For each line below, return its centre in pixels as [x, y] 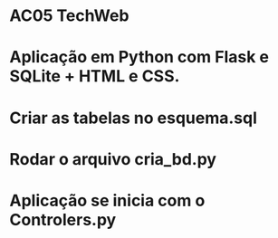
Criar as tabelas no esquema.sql [134, 118]
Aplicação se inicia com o [107, 200]
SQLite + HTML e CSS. [95, 76]
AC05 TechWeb [69, 16]
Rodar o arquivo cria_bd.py [113, 159]
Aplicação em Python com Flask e [139, 57]
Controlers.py [63, 219]
